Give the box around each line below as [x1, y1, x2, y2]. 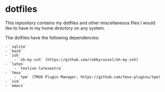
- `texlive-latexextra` [14, 66, 63, 71]
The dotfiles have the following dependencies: [5, 35, 100, 41]
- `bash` [5, 48, 23, 53]
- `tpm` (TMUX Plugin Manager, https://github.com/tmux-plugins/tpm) [14, 74, 161, 80]
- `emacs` [5, 83, 26, 88]
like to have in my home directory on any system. [5, 25, 106, 31]
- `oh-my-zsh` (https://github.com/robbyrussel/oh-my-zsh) [14, 57, 139, 62]
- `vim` [5, 79, 21, 84]
